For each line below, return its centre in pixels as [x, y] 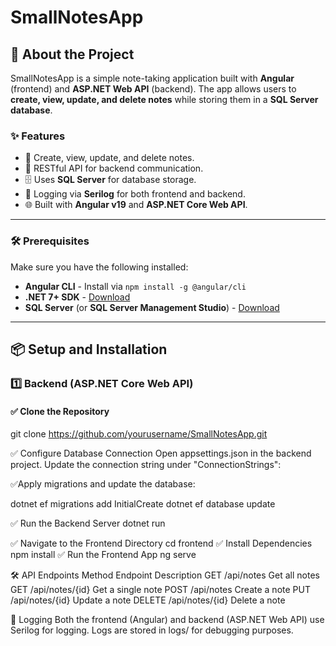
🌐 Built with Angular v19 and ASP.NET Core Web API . [136, 205]
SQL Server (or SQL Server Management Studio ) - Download [152, 307]
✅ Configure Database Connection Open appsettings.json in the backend [161, 453]
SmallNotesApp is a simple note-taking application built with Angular [152, 78]
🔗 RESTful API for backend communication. [114, 168]
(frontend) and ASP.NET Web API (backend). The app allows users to [153, 89]
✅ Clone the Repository [60, 411]
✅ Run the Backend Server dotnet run [88, 523]
